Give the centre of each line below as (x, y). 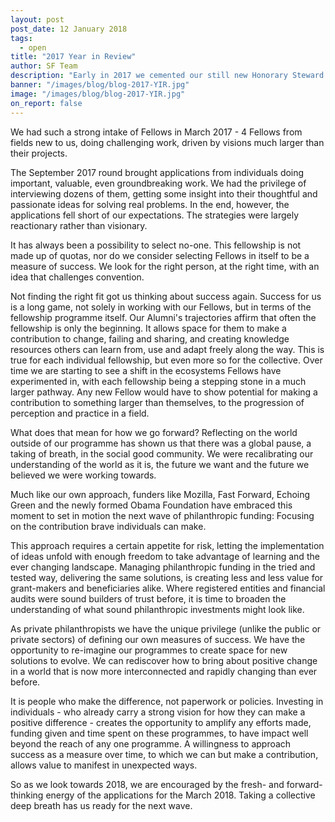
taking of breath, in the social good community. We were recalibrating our (162, 453)
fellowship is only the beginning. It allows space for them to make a (148, 328)
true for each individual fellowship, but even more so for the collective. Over (166, 360)
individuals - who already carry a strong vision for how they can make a (158, 712)
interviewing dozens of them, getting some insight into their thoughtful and (164, 193)
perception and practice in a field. (80, 413)
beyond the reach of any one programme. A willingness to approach (151, 743)
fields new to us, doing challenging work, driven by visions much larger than (167, 142)
